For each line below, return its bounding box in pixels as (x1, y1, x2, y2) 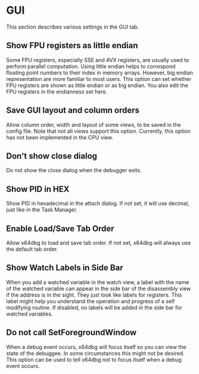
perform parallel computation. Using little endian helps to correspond (6, 63, 176, 70)
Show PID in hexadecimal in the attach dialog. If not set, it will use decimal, (6, 200, 189, 207)
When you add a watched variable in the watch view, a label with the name (6, 278, 189, 286)
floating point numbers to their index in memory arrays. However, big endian (6, 69, 194, 76)
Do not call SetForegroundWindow (6, 328, 137, 338)
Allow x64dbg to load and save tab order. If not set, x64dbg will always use (6, 239, 191, 246)
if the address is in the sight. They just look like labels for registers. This (6, 291, 182, 298)
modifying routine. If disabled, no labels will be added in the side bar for (6, 304, 183, 311)
